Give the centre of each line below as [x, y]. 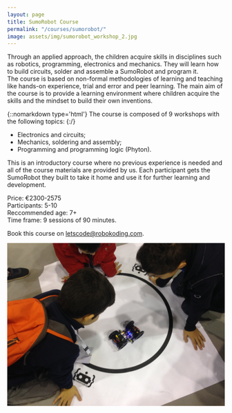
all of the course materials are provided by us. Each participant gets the [109, 170]
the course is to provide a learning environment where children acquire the [113, 94]
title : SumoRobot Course [43, 22]
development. [27, 185]
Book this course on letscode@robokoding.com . [76, 234]
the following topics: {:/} [41, 121]
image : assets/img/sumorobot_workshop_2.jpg [72, 37]
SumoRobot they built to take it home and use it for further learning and [109, 178]
